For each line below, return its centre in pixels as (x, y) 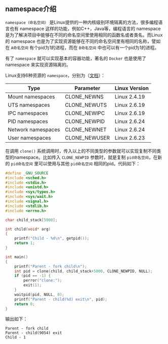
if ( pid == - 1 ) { (33, 276)
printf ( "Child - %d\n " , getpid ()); (52, 239)
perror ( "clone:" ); (43, 281)
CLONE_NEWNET (86, 130)
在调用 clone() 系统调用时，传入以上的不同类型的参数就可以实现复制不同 (81, 151)
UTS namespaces (29, 105)
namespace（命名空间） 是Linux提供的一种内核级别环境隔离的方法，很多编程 (82, 22)
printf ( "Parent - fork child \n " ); (51, 266)
